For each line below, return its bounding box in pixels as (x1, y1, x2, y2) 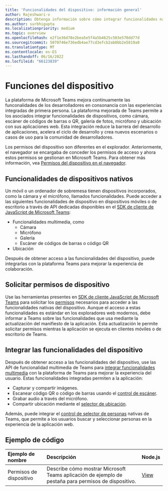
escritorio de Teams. (5, 331, 47, 337)
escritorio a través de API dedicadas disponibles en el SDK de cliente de (5, 204, 154, 210)
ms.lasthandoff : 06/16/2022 (5, 54, 64, 59)
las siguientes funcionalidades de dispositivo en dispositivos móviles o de (5, 199, 157, 204)
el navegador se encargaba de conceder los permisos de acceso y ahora (5, 149, 156, 156)
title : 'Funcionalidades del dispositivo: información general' (5, 7, 142, 13)
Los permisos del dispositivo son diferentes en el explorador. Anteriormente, (5, 144, 162, 150)
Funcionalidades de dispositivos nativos (5, 174, 133, 183)
